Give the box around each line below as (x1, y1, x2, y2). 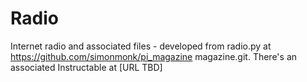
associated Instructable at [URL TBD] (10, 61, 163, 73)
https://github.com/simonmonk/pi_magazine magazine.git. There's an (10, 50, 298, 62)
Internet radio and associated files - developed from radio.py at (10, 40, 272, 52)
